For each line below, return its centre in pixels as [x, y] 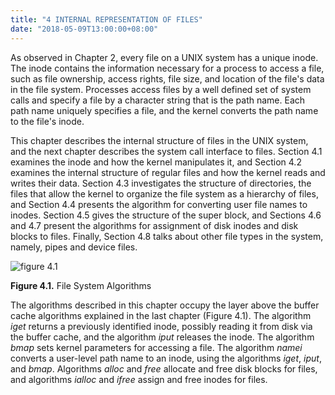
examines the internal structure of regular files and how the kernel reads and [168, 172]
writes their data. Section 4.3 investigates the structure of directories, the [161, 183]
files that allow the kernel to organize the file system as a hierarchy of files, [164, 193]
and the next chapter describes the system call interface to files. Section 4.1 [166, 151]
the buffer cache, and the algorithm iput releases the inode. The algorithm [162, 337]
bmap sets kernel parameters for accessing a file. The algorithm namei [156, 347]
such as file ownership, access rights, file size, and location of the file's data [167, 78]
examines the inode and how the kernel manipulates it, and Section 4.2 [156, 162]
